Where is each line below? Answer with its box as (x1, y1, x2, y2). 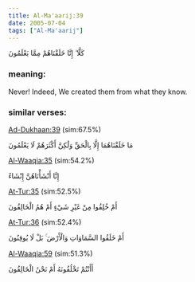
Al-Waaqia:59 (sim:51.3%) (8, 249, 93, 258)
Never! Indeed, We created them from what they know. (8, 87, 188, 96)
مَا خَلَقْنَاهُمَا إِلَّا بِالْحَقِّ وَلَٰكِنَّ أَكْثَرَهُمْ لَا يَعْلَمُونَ (8, 140, 134, 150)
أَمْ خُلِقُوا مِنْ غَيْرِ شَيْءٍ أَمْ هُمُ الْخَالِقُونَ (8, 202, 118, 211)
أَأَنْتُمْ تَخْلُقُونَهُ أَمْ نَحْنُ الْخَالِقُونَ (8, 264, 94, 273)
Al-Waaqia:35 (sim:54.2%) (8, 155, 95, 165)
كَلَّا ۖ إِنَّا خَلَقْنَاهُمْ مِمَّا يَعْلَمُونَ (8, 49, 85, 58)
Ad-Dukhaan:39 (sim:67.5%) (8, 124, 102, 134)
